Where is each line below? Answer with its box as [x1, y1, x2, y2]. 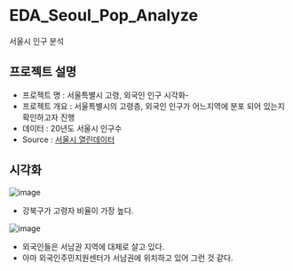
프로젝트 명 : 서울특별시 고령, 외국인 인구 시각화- [21, 90, 189, 100]
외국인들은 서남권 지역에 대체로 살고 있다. [21, 241, 165, 251]
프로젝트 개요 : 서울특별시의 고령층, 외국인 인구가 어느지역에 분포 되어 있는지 [21, 100, 286, 111]
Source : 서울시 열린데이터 [21, 134, 115, 145]
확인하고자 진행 [21, 112, 75, 123]
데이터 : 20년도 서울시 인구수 [21, 123, 123, 133]
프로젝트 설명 [9, 64, 77, 80]
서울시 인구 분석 [9, 36, 65, 46]
